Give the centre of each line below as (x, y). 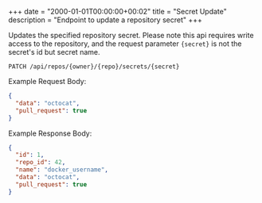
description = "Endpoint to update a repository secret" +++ (106, 20)
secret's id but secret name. (54, 52)
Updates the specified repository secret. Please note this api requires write (131, 35)
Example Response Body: (50, 133)
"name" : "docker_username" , (62, 170)
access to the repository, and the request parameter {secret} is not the (125, 44)
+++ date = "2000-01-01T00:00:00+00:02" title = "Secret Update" (117, 11)
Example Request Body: (47, 81)
